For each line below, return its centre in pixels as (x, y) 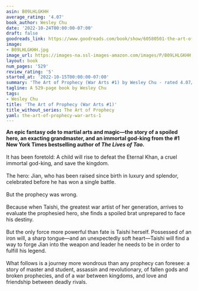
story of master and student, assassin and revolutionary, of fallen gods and (97, 270)
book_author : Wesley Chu (37, 22)
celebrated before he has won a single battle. (61, 182)
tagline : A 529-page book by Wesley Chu (57, 88)
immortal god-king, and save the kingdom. (58, 163)
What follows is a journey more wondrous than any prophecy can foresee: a (98, 263)
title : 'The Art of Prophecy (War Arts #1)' (62, 104)
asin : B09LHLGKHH (27, 11)
